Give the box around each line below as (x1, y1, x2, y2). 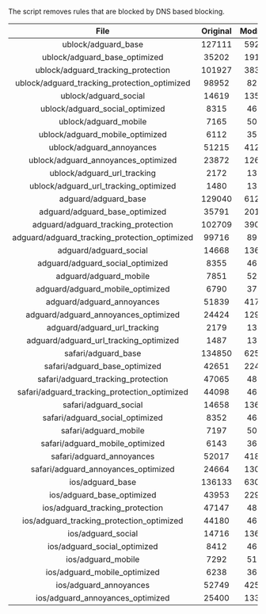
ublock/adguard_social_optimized (40, 103, 165, 114)
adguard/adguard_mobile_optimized (35, 284, 170, 294)
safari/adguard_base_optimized (44, 360, 162, 372)
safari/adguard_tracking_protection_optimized (17, 387, 188, 397)
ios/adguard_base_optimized (48, 490, 157, 500)
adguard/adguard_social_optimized (37, 257, 169, 269)
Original (201, 25, 232, 36)
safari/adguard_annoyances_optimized (30, 463, 176, 475)
